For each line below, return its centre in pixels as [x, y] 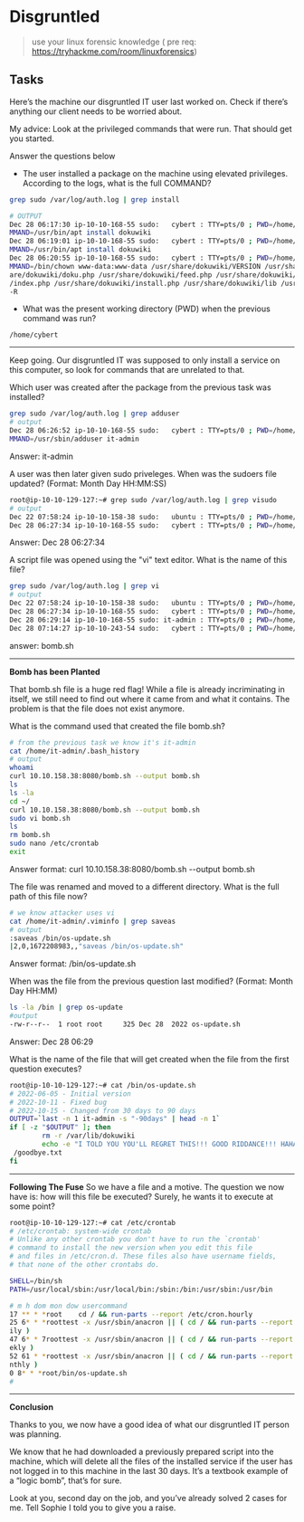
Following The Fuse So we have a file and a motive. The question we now [147, 1186]
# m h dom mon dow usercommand [68, 1306]
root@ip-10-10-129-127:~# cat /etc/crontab [93, 1222]
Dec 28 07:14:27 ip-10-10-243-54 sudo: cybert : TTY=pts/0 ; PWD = [141, 628]
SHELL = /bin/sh [36, 1281]
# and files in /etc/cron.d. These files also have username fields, [143, 1256]
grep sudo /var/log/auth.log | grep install [95, 200]
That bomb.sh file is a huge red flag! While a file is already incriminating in [147, 689]
